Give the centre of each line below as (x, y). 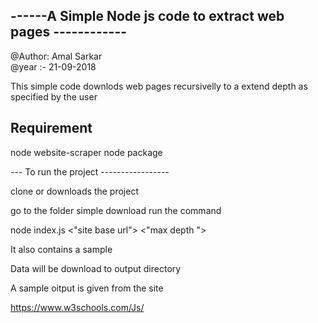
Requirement (51, 128)
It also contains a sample (61, 249)
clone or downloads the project (74, 191)
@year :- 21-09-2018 (53, 66)
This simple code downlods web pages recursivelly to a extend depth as (159, 86)
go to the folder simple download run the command (116, 210)
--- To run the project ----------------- (90, 171)
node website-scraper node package (86, 152)
